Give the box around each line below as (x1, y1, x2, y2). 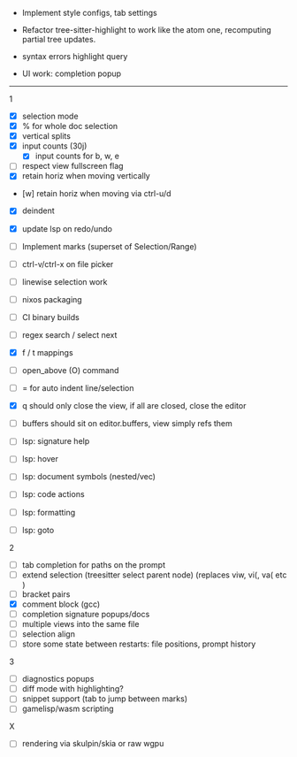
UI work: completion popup (21, 68, 122, 79)
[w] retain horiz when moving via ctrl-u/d (21, 188, 171, 199)
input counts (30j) (21, 141, 88, 151)
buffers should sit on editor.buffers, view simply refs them (21, 418, 232, 429)
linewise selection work (21, 276, 108, 287)
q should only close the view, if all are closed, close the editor (21, 401, 247, 411)
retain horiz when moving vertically (21, 171, 150, 181)
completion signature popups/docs (21, 608, 150, 619)
